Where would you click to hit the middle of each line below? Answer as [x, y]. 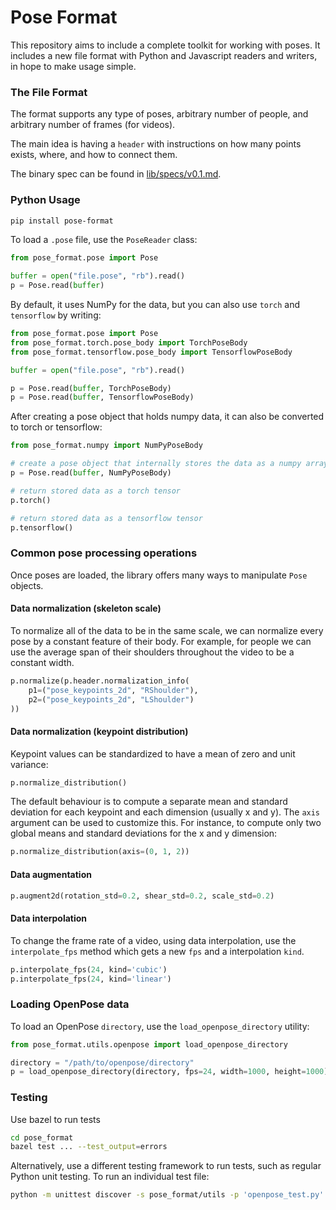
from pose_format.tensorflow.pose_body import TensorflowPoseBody [151, 352]
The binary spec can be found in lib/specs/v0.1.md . [116, 174]
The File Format [49, 92]
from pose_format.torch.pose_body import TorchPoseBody [129, 342]
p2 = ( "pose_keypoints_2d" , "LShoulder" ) [111, 699]
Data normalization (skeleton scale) [86, 608]
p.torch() [31, 500]
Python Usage [45, 200]
